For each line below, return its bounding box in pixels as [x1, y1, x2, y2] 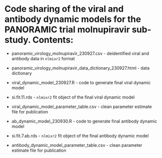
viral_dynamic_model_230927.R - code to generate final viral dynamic [11, 79, 151, 86]
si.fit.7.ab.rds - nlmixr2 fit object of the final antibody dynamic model [11, 133, 149, 139]
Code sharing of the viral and [4, 3, 124, 15]
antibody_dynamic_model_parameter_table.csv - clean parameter [11, 142, 143, 148]
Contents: [32, 35, 74, 46]
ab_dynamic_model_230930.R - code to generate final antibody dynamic [11, 118, 157, 124]
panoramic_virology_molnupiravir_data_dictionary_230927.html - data [11, 65, 150, 71]
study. [4, 35, 31, 46]
